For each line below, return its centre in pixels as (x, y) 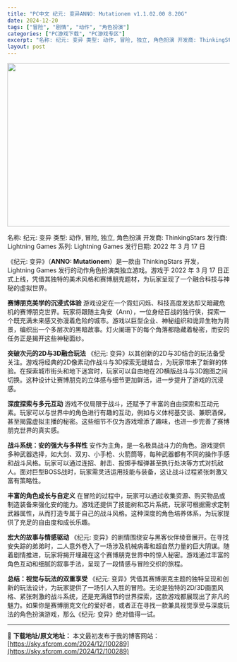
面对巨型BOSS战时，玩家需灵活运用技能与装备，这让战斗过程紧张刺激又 (123, 472)
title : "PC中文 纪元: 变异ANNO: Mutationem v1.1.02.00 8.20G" (97, 14)
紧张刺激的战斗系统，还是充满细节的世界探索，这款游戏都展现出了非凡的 (124, 596)
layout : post (26, 47)
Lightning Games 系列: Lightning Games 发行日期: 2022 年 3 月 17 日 (107, 246)
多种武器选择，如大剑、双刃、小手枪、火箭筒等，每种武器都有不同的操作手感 (119, 454)
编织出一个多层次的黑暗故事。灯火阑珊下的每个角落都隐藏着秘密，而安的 (124, 329)
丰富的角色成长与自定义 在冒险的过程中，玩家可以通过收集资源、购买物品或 (116, 495)
